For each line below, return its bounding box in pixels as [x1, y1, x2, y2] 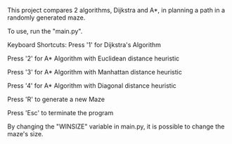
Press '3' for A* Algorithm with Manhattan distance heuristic [7, 68, 183, 76]
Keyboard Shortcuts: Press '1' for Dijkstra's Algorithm [7, 41, 162, 48]
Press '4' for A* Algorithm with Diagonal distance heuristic [7, 81, 177, 90]
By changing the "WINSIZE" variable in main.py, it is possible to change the [7, 122, 225, 131]
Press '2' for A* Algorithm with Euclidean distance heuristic [7, 54, 180, 63]
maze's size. [7, 130, 44, 138]
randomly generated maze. [7, 13, 86, 22]
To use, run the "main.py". [7, 27, 83, 35]
